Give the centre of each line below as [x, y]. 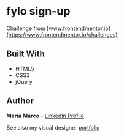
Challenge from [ [28, 28]
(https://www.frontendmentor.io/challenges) [62, 34]
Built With [25, 54]
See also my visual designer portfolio [53, 127]
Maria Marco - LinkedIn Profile [45, 116]
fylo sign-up [38, 11]
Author [20, 101]
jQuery [24, 81]
